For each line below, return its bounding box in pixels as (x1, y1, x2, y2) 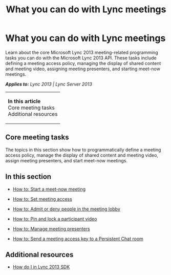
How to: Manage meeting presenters (12, 225, 91, 231)
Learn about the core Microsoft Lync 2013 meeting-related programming (5, 49, 158, 55)
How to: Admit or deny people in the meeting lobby (12, 206, 120, 212)
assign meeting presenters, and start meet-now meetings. (5, 157, 128, 163)
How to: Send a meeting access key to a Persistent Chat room (12, 236, 143, 242)
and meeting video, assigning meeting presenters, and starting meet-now (5, 66, 160, 72)
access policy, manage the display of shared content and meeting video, (5, 152, 159, 158)
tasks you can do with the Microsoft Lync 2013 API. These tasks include (5, 55, 157, 61)
